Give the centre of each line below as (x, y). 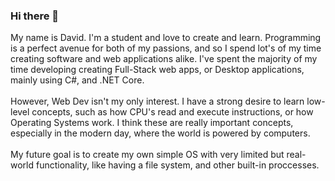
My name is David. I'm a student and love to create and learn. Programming (166, 38)
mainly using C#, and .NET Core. (77, 80)
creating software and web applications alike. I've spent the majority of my (164, 59)
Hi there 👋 (35, 16)
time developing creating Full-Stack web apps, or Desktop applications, (157, 70)
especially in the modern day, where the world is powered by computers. (160, 133)
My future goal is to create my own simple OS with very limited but (147, 155)
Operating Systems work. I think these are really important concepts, (152, 123)
